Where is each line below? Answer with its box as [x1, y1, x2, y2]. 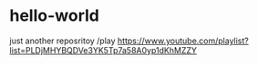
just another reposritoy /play [9, 35, 116, 46]
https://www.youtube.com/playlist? [117, 35, 249, 46]
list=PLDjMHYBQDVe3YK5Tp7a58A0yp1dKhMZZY [9, 44, 198, 55]
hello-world [9, 5, 100, 26]
